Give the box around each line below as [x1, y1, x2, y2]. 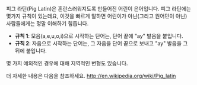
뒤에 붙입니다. [14, 47, 47, 54]
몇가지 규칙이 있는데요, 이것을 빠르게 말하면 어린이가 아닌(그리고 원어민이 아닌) [6, 12, 188, 19]
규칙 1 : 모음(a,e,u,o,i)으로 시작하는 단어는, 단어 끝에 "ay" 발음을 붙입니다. [14, 32, 183, 40]
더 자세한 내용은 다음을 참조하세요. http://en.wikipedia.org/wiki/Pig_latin [6, 73, 176, 79]
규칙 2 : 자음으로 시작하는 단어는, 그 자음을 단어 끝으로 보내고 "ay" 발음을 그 [14, 40, 188, 47]
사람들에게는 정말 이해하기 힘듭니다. [6, 20, 89, 27]
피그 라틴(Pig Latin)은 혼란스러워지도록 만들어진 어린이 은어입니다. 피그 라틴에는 [6, 5, 191, 12]
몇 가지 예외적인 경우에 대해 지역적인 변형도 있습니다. [6, 60, 128, 67]
